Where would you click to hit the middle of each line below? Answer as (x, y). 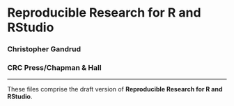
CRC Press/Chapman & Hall (55, 68)
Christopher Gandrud (44, 49)
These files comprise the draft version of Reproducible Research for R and (115, 89)
